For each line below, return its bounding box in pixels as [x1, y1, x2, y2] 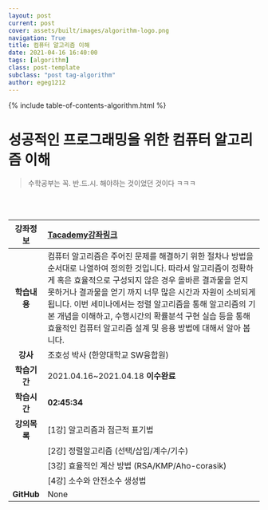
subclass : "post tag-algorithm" [8, 71, 116, 79]
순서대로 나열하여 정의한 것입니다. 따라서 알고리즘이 [47, 263, 230, 274]
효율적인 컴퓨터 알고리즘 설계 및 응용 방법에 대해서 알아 [47, 322, 242, 334]
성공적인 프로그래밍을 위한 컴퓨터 [8, 131, 211, 148]
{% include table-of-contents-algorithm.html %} [8, 101, 167, 110]
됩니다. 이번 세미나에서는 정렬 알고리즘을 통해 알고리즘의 [47, 298, 246, 310]
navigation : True [8, 34, 66, 42]
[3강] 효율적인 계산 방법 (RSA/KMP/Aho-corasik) [47, 461, 227, 472]
